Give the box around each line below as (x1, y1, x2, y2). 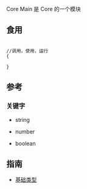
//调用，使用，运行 (6, 48, 49, 54)
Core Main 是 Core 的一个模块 (6, 5, 81, 12)
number (15, 127, 35, 135)
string (15, 116, 30, 123)
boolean (15, 140, 36, 147)
